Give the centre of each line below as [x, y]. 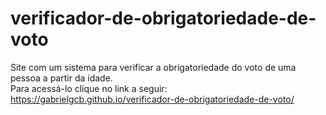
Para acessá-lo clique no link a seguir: [89, 88]
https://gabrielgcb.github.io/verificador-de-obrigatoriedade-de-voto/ [152, 99]
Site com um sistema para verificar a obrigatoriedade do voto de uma [153, 67]
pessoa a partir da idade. [61, 78]
